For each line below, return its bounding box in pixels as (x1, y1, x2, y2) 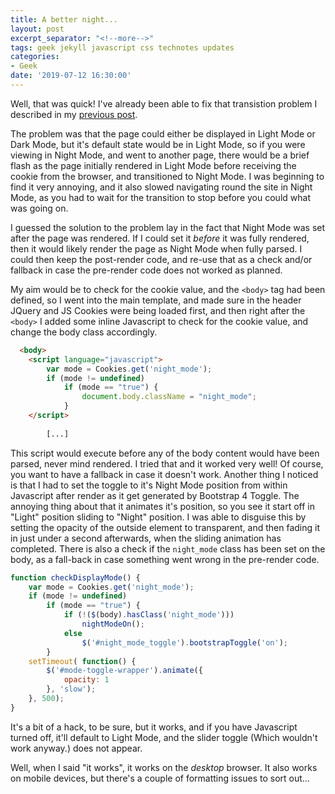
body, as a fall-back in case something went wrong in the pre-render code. (10, 553, 320, 565)
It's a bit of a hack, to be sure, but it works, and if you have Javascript (10, 721, 298, 733)
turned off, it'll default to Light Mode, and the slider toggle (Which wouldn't (10, 731, 318, 743)
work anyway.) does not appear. (10, 742, 143, 754)
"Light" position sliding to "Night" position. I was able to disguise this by (10, 511, 307, 523)
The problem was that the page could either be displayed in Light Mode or (10, 127, 316, 140)
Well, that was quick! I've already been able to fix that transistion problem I (10, 97, 318, 110)
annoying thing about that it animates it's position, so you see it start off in (10, 500, 316, 512)
